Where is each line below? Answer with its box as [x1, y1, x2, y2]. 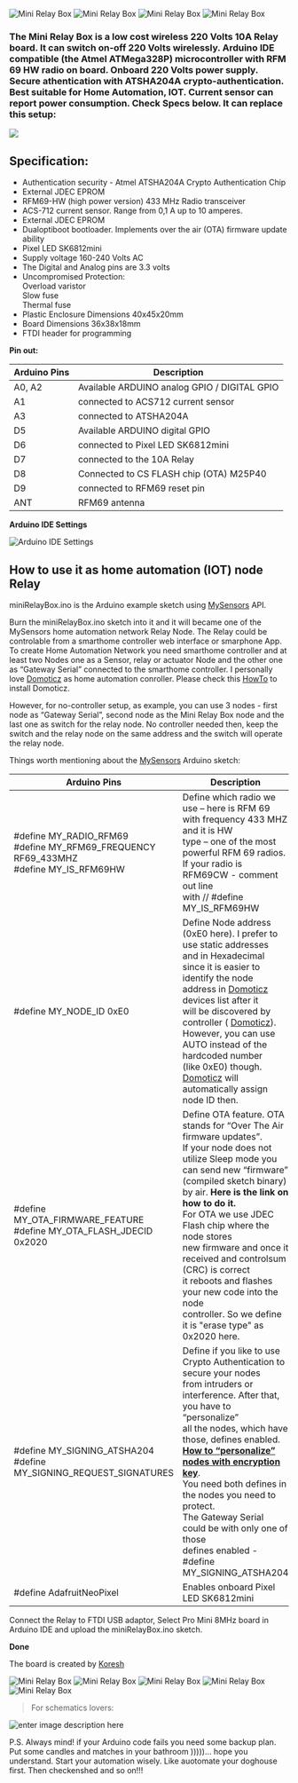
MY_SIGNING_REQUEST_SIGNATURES [13, 1466, 175, 1479]
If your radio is [182, 857, 242, 870]
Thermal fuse [21, 300, 72, 311]
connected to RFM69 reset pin [78, 482, 206, 494]
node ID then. [182, 1093, 239, 1106]
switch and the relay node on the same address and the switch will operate [9, 728, 283, 738]
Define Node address [182, 916, 271, 928]
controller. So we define [182, 1307, 282, 1320]
